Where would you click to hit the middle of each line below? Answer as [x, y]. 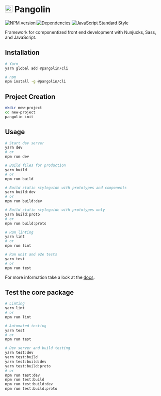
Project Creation [30, 97]
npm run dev [17, 157]
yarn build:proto [23, 214]
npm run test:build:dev [29, 384]
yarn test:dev [19, 353]
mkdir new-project [24, 108]
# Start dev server [25, 143]
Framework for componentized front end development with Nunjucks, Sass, [80, 32]
